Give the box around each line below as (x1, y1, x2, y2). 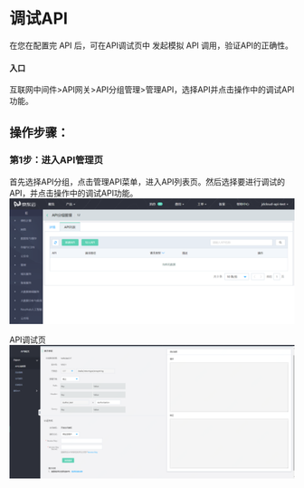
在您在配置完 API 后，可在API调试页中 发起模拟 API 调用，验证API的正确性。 (9, 40, 294, 51)
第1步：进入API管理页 (9, 154, 104, 167)
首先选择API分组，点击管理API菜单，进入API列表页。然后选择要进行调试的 (9, 176, 286, 187)
